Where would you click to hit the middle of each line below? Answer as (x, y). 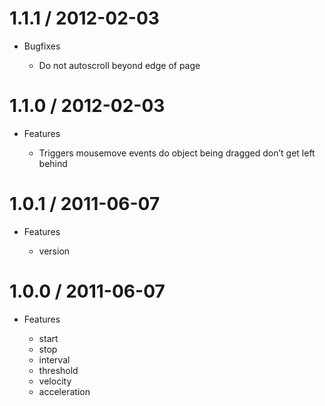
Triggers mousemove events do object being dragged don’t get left (177, 153)
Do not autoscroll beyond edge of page (119, 65)
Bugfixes (42, 46)
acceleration (64, 391)
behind (53, 163)
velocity (55, 381)
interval (54, 359)
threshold (58, 370)
